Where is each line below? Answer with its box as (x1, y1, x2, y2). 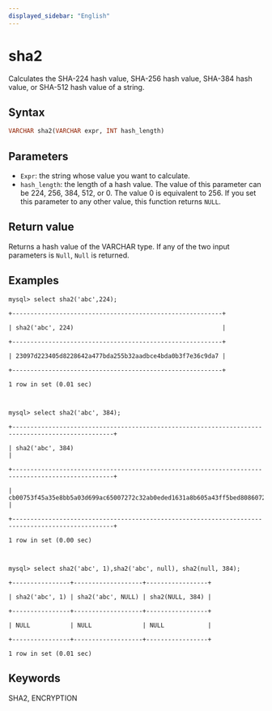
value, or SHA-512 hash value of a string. (8, 82, 145, 92)
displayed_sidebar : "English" (8, 11, 111, 20)
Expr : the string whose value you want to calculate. (19, 171, 190, 181)
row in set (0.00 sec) (15, 536, 92, 544)
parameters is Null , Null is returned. (8, 250, 130, 260)
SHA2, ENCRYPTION (8, 693, 78, 703)
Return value (8, 220, 74, 234)
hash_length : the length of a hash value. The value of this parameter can (19, 180, 261, 189)
